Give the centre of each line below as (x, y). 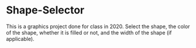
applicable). (20, 39)
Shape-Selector (45, 10)
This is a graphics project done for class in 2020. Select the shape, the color (98, 26)
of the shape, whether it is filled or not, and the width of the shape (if (89, 32)
